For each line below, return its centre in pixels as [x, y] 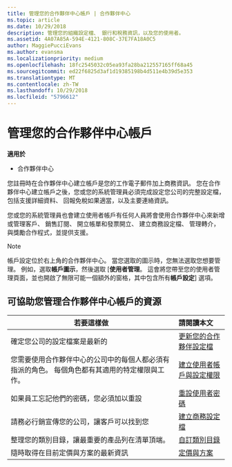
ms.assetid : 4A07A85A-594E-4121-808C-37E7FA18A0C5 [81, 39]
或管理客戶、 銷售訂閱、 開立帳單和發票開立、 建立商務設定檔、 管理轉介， [113, 223]
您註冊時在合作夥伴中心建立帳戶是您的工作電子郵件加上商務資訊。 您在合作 [114, 183]
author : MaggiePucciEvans [44, 46]
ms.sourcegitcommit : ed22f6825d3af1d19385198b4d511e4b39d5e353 [100, 71]
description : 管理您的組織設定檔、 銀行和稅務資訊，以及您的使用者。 [96, 33]
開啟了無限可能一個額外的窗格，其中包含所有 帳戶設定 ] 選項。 [130, 278]
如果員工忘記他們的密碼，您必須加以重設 [77, 398]
